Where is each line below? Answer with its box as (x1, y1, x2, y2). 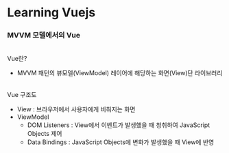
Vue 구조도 (7, 91, 37, 99)
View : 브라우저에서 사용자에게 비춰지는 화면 (16, 105, 136, 113)
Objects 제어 (27, 130, 62, 138)
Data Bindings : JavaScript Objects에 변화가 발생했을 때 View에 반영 (27, 138, 215, 146)
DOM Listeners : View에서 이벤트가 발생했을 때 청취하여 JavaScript (27, 121, 210, 129)
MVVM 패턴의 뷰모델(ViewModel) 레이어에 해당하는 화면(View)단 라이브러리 (16, 69, 223, 77)
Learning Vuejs (7, 5, 96, 20)
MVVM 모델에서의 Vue (7, 31, 81, 40)
